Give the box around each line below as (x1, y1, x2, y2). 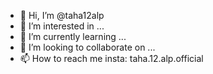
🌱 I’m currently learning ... (19, 31, 127, 42)
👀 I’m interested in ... (19, 20, 105, 32)
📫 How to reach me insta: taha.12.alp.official (19, 53, 204, 64)
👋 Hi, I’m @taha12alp (19, 10, 105, 21)
